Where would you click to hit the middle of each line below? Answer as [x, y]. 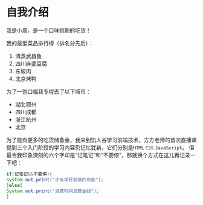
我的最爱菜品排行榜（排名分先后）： [50, 43]
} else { [14, 185]
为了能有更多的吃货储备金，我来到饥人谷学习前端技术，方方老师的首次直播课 [101, 140]
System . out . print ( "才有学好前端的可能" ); [55, 180]
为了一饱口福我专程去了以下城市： [49, 91]
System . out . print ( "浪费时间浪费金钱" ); [53, 191]
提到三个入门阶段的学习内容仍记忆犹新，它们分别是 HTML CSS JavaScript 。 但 [100, 147]
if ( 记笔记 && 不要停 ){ [29, 174]
